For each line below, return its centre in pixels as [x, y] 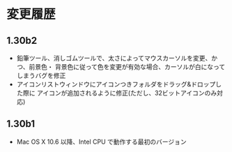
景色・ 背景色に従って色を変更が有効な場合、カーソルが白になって [130, 67]
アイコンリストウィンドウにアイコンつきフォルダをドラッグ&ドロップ [116, 84]
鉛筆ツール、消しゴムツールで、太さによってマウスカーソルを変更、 [114, 58]
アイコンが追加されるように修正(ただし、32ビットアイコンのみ [127, 93]
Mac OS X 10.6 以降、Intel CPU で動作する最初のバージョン [102, 142]
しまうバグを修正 [41, 75]
